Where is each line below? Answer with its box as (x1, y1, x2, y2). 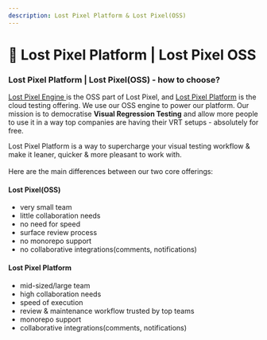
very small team (19, 203, 72, 212)
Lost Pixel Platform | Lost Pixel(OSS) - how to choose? (8, 74, 221, 85)
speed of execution (19, 297, 83, 307)
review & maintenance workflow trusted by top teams (19, 306, 195, 315)
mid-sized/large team (19, 280, 91, 290)
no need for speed (19, 219, 81, 229)
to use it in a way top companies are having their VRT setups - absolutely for (8, 118, 259, 127)
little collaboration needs (19, 211, 101, 221)
